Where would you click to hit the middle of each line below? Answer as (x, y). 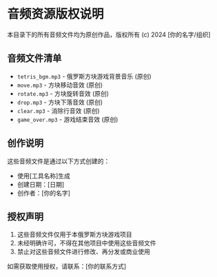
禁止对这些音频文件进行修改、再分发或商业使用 (83, 252)
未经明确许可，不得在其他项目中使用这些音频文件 (86, 243)
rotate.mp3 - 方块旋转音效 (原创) (63, 93)
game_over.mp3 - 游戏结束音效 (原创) (68, 119)
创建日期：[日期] (41, 184)
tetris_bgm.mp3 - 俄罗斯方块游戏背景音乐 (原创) (84, 76)
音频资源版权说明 (56, 14)
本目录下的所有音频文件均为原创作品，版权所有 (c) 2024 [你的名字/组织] (109, 34)
